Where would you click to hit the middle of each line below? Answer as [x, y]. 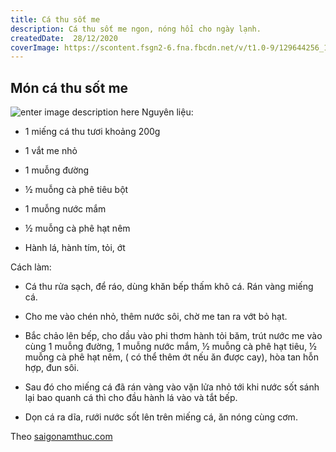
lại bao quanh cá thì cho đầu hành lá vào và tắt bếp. [131, 398]
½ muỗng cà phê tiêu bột [76, 190]
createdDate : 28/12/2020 [64, 38]
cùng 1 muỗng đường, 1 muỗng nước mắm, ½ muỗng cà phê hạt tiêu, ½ [170, 347]
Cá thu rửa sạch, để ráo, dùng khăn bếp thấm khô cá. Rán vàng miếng [169, 287]
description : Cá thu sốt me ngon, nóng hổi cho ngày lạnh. [136, 29]
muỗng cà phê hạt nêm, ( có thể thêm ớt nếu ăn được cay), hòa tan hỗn [171, 357]
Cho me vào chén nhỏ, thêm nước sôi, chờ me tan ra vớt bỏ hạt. [156, 317]
